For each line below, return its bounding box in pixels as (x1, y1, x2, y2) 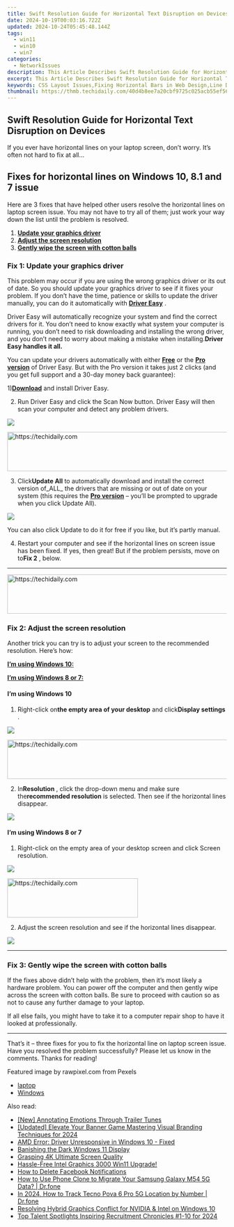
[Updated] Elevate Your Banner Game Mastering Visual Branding (17, 1123, 203, 1131)
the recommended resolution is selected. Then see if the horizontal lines (17, 792, 226, 800)
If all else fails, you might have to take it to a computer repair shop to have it (7, 1012, 225, 1021)
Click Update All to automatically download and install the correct (17, 477, 204, 485)
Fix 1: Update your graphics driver (7, 261, 124, 271)
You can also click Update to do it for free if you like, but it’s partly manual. (7, 526, 221, 534)
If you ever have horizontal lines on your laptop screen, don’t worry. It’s (7, 143, 211, 151)
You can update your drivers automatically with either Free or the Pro (7, 356, 205, 364)
